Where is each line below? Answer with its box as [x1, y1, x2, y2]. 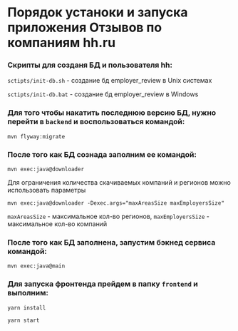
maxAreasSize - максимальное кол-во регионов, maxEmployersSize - [7, 212, 210, 221]
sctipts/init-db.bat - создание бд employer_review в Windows [7, 90, 199, 98]
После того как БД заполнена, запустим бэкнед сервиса [7, 238, 216, 247]
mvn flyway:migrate [7, 133, 66, 140]
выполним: [7, 288, 48, 298]
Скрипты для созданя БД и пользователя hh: [7, 60, 173, 70]
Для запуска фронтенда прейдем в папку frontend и [7, 279, 198, 289]
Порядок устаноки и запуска [7, 4, 188, 21]
